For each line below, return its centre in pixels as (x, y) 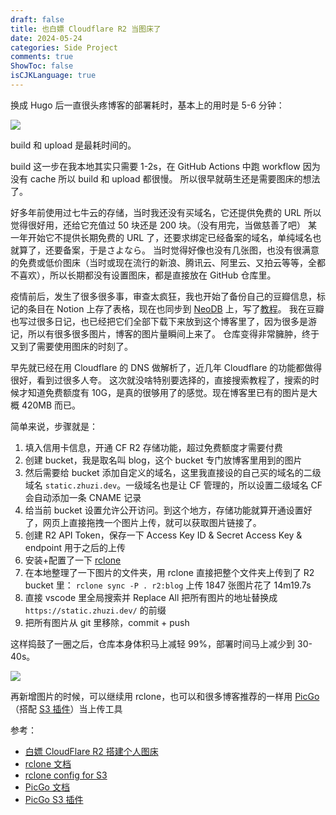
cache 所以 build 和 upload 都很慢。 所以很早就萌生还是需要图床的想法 (175, 178)
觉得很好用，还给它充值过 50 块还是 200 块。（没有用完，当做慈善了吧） (158, 225)
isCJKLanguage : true (53, 76)
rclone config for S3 (66, 775)
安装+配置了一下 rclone (73, 560)
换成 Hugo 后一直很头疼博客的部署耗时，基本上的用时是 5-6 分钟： (147, 105)
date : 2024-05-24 (46, 38)
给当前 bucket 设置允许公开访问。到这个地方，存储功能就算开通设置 (164, 510)
